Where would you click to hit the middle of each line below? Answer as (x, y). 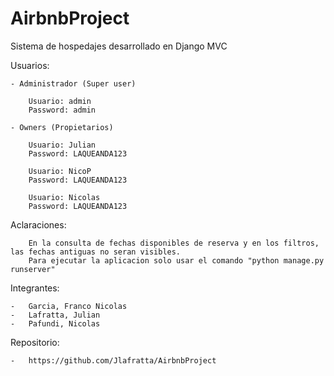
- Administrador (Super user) (73, 83)
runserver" (33, 269)
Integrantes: (35, 288)
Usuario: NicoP (60, 171)
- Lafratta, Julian (55, 315)
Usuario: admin (60, 101)
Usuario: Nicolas (64, 197)
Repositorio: (35, 342)
